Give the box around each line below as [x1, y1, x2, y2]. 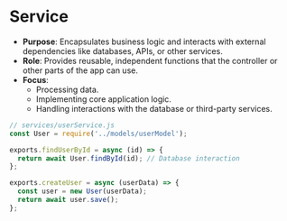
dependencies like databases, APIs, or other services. [22, 45, 223, 56]
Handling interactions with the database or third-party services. [35, 103, 273, 114]
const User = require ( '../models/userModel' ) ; [9, 129, 188, 138]
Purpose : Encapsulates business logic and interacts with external [22, 36, 266, 47]
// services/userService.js [9, 120, 116, 130]
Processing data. [35, 84, 99, 95]
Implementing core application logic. [35, 93, 171, 105]
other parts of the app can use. [22, 65, 138, 76]
